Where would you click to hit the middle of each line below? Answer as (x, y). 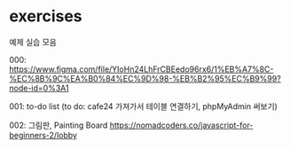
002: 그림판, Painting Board (59, 125)
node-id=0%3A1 (39, 88)
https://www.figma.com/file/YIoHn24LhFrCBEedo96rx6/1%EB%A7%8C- (141, 69)
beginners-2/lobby (43, 135)
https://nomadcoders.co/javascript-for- (181, 125)
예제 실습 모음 (33, 42)
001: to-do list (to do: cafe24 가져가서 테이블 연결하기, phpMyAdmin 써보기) (143, 106)
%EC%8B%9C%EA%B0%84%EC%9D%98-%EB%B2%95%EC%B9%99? (145, 78)
